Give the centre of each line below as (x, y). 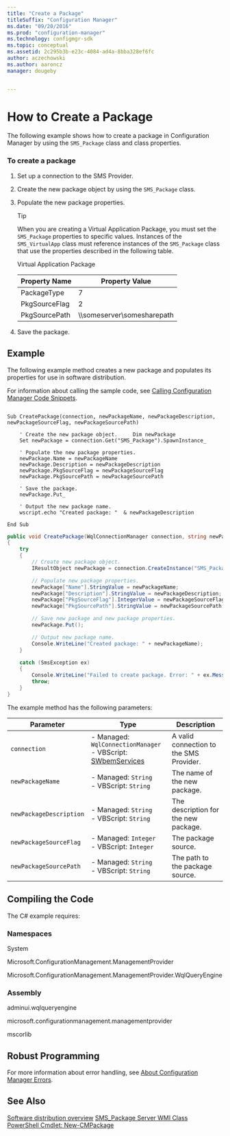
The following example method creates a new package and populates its (110, 370)
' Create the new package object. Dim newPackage (98, 434)
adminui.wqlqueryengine (42, 1008)
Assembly (24, 993)
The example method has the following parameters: (80, 707)
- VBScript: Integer (122, 847)
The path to (190, 857)
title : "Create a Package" (46, 13)
